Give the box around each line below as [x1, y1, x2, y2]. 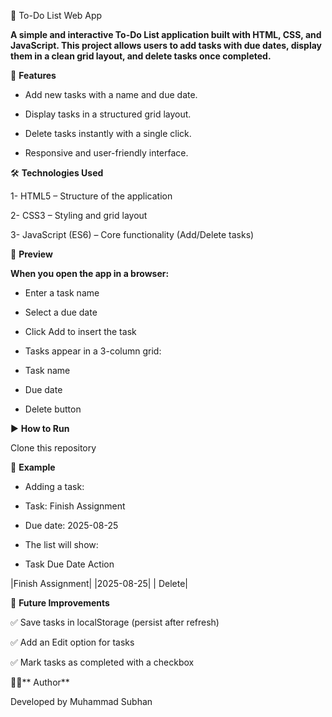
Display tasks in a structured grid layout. [24, 108, 192, 120]
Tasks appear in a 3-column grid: [24, 345, 162, 357]
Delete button [24, 403, 82, 415]
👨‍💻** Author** [10, 676, 70, 688]
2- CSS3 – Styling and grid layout [10, 210, 148, 221]
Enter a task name [24, 287, 100, 299]
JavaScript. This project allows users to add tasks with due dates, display [10, 40, 323, 51]
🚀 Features [10, 70, 57, 81]
